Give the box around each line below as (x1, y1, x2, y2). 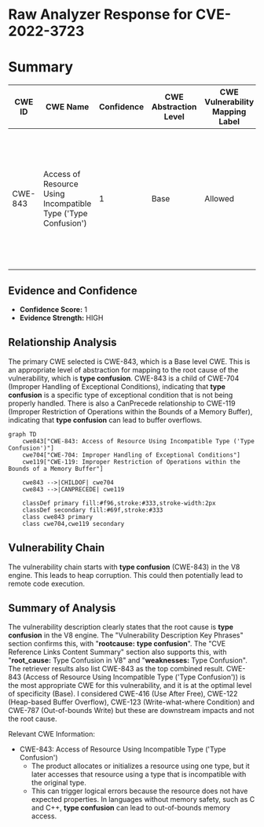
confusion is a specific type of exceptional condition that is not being (8, 390, 233, 399)
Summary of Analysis (8, 601, 116, 615)
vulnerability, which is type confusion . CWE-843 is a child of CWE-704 (8, 373, 240, 383)
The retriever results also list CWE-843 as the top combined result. (8, 664, 225, 674)
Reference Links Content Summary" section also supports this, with (8, 647, 227, 657)
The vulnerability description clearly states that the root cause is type (8, 623, 234, 632)
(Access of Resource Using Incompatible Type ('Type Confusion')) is (23, 672, 246, 682)
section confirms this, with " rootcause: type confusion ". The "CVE (8, 639, 226, 649)
